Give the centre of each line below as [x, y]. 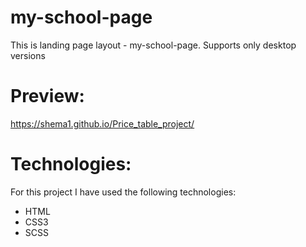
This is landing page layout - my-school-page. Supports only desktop [153, 45]
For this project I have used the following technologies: [123, 192]
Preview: [47, 96]
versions [28, 55]
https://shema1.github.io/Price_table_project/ [102, 123]
